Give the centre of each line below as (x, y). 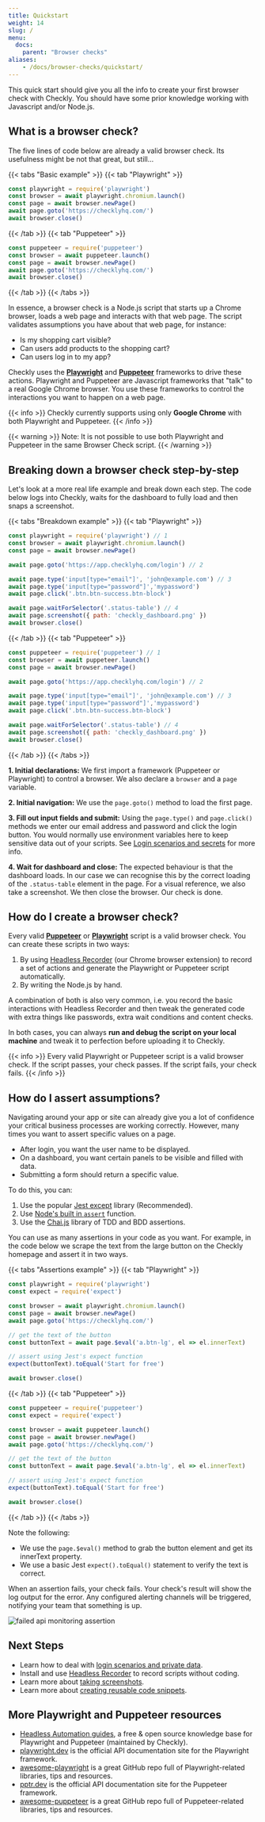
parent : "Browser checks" (65, 52)
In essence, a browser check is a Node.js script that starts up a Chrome (125, 308)
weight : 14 (26, 23)
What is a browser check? (74, 132)
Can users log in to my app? (65, 357)
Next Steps (36, 1646)
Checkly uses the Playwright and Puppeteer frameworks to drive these (125, 372)
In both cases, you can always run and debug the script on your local (123, 1033)
